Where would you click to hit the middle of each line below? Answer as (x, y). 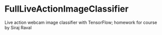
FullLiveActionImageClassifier (67, 9)
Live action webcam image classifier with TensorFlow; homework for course (81, 22)
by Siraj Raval (18, 27)
